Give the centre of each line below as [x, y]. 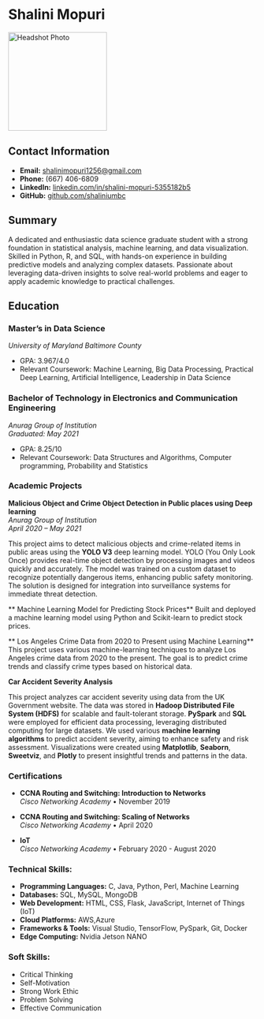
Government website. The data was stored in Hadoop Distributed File [121, 705]
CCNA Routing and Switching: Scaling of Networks [105, 817]
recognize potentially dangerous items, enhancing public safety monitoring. [131, 577]
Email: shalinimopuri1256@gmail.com [80, 170]
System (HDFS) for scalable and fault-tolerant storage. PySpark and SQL [127, 713]
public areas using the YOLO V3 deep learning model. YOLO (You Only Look [132, 552]
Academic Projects [45, 486]
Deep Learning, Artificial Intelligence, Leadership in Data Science [125, 378]
